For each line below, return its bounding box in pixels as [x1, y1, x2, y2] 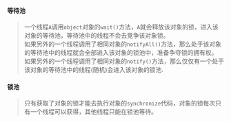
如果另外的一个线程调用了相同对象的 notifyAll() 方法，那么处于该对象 [23, 40, 222, 48]
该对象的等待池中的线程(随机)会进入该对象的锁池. [23, 66, 164, 74]
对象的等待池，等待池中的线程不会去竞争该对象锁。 [23, 32, 170, 40]
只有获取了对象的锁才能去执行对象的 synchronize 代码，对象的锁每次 [23, 99, 216, 108]
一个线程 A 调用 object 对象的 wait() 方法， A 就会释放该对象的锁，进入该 [23, 23, 219, 31]
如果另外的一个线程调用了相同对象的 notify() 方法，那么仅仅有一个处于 [23, 57, 225, 65]
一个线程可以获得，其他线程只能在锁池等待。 [30, 108, 157, 116]
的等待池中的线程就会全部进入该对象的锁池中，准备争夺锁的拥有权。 [23, 49, 218, 57]
